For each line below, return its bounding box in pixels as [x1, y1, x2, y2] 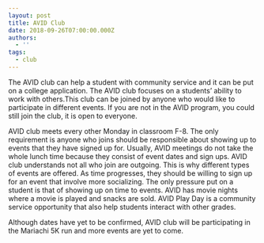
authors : [8, 33, 37, 42]
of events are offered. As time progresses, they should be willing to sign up [8, 168, 253, 178]
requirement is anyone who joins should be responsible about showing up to [8, 135, 257, 144]
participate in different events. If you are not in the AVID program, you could [8, 102, 255, 112]
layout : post [8, 11, 51, 20]
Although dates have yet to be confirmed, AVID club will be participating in [8, 217, 251, 226]
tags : [8, 48, 26, 56]
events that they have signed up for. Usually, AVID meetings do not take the [8, 143, 254, 153]
